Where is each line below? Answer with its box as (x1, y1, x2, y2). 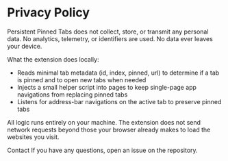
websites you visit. (7, 132, 60, 141)
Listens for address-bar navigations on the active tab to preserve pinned (16, 97, 222, 106)
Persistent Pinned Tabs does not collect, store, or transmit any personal (7, 27, 209, 36)
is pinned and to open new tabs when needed (16, 75, 147, 84)
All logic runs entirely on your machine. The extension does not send (7, 118, 201, 126)
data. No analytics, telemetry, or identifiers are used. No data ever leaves (7, 34, 214, 42)
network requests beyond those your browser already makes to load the (7, 125, 211, 134)
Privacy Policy (7, 5, 90, 21)
